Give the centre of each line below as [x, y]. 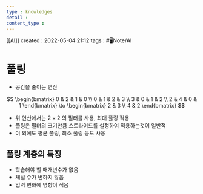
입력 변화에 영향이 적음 [42, 185]
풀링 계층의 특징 [34, 154]
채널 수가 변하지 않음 [39, 177]
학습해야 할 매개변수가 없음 [47, 170]
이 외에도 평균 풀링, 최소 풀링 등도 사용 [60, 133]
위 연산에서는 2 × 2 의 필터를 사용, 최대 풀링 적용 [72, 118]
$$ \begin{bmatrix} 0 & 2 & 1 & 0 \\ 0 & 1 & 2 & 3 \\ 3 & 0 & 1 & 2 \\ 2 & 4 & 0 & [102, 99]
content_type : [25, 23]
